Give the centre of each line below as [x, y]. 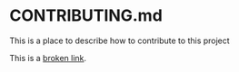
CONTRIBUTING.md [86, 16]
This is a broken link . [48, 58]
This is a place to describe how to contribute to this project [119, 40]
